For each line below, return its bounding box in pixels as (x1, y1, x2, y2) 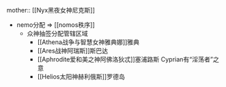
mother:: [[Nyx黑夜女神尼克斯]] (6, 6, 95, 14)
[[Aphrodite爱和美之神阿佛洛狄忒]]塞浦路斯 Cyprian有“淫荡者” (37, 55, 214, 64)
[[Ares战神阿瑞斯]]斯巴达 (37, 47, 109, 55)
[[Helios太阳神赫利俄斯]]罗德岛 (37, 72, 125, 81)
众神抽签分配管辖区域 (26, 30, 88, 37)
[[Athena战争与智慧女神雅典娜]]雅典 (37, 38, 140, 46)
